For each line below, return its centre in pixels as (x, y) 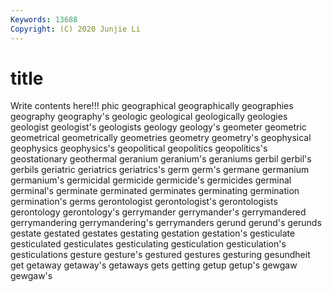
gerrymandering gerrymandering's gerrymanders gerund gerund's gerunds (166, 223)
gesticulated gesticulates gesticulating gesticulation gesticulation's (148, 244)
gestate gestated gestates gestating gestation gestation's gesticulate (153, 233)
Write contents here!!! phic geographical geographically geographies (152, 106)
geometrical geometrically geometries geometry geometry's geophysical (161, 138)
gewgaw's (31, 276)
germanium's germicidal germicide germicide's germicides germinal (151, 180)
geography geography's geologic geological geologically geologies (149, 117)
